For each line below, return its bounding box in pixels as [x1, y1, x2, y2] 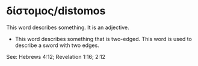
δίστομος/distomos [6, 4, 106, 18]
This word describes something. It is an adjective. [6, 24, 129, 31]
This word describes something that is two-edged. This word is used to [14, 35, 193, 42]
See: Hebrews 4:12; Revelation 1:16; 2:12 [6, 53, 105, 60]
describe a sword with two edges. [14, 42, 99, 49]
